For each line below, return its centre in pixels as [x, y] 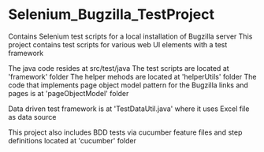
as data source [32, 117]
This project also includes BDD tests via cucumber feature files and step [125, 132]
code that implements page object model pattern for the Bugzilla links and [128, 85]
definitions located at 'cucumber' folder [72, 140]
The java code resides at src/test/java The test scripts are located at [119, 68]
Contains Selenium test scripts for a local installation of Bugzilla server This [130, 36]
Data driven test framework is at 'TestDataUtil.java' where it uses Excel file [129, 109]
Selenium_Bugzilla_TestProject [112, 15]
